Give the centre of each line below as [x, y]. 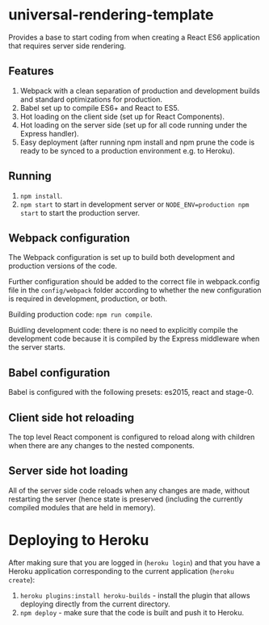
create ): [22, 580]
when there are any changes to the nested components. [102, 445]
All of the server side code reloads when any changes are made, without [129, 490]
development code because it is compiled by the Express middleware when [134, 339]
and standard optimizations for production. [91, 99]
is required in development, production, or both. [88, 299]
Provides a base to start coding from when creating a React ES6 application [134, 37]
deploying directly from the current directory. [95, 604]
